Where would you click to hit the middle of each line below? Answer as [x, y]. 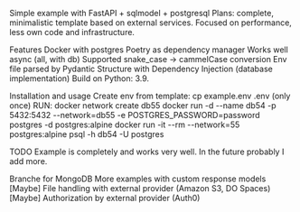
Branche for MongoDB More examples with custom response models [138, 179]
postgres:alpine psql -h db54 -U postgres [87, 134]
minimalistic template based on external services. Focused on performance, [150, 23]
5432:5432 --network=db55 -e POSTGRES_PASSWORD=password [135, 115]
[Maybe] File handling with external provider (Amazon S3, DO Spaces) [140, 188]
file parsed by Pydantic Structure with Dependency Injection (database [141, 69]
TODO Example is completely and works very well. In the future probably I [147, 152]
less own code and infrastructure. [72, 32]
